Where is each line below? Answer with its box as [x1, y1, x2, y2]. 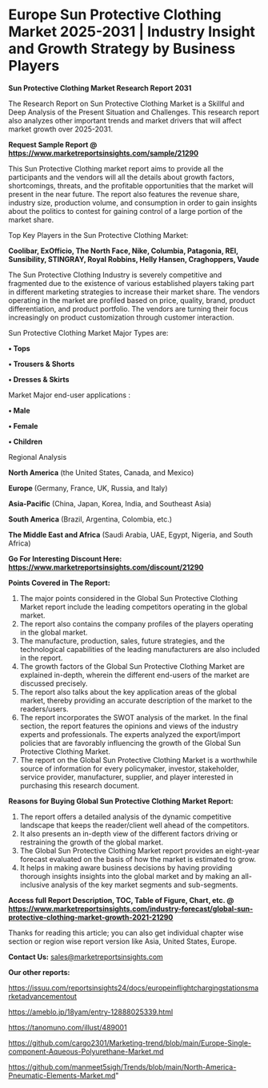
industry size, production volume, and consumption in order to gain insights [8, 198, 258, 208]
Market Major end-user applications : [8, 390, 130, 400]
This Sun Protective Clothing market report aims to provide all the [8, 163, 224, 173]
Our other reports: [8, 967, 70, 977]
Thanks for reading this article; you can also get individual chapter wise [8, 928, 244, 937]
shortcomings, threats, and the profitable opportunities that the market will [8, 180, 254, 190]
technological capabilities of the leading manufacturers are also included [19, 644, 260, 654]
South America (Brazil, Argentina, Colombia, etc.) [8, 514, 173, 524]
